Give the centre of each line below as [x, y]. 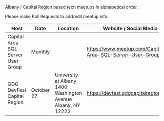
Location [68, 28]
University [66, 75]
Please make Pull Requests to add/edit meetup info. [57, 16]
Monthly [41, 52]
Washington [68, 93]
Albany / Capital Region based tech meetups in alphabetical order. [72, 7]
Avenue [63, 99]
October [41, 90]
